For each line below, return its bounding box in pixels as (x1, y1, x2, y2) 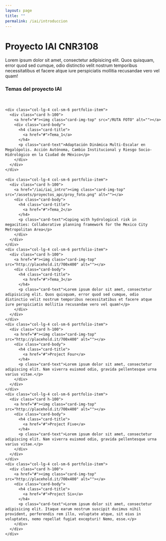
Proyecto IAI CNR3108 (5, 40, 98, 52)
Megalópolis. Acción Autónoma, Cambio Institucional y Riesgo (5, 147, 137, 152)
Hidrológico (5, 152, 30, 157)
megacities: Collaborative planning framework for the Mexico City (5, 222, 148, 227)
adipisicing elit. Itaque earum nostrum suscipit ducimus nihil (5, 507, 141, 512)
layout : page (5, 8, 32, 13)
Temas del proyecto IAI (5, 85, 62, 92)
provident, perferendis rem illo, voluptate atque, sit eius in (5, 512, 141, 517)
